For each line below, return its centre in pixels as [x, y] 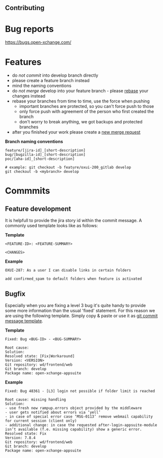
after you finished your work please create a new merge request [76, 132]
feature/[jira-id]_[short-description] [45, 151]
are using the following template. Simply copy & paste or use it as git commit [81, 316]
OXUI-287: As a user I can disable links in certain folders [68, 271]
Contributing [25, 8]
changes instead [29, 96]
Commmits [27, 191]
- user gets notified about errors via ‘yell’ [53, 412]
